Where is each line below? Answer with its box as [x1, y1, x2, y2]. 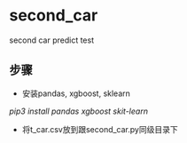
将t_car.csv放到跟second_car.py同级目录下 [21, 123, 179, 134]
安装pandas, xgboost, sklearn [21, 88, 131, 99]
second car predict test [9, 35, 95, 45]
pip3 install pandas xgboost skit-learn [9, 106, 149, 116]
